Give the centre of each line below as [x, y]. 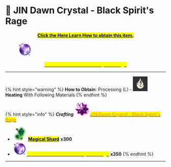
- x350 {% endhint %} [110, 154]
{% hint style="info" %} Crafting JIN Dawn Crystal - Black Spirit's [83, 114]
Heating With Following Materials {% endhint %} [56, 95]
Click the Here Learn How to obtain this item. [85, 35]
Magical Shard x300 [50, 139]
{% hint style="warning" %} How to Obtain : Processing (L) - [69, 89]
